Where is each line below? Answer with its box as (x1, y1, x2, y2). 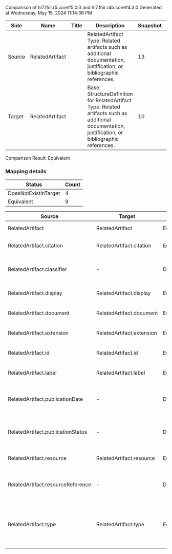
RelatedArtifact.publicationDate (8, 396, 83, 403)
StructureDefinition (87, 90, 133, 97)
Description (95, 22, 125, 29)
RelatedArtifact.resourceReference (8, 481, 92, 488)
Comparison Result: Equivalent (5, 155, 70, 161)
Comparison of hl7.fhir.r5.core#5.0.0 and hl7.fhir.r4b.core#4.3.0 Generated (5, 5, 162, 10)
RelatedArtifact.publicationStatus (8, 429, 88, 436)
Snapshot (138, 22, 162, 29)
